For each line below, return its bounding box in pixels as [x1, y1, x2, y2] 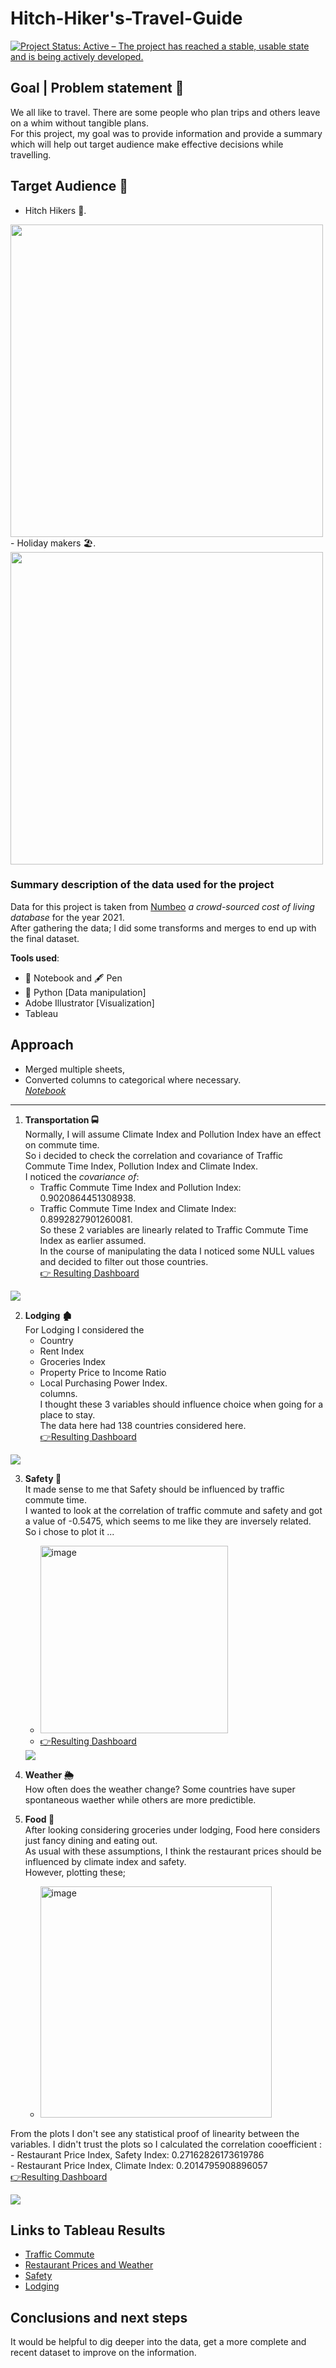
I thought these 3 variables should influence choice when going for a [39, 1398, 324, 1410]
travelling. [10, 148, 52, 161]
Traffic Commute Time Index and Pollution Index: [39, 1181, 242, 1193]
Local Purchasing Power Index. [39, 1377, 168, 1389]
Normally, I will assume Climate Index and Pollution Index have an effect [24, 1128, 322, 1140]
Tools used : [10, 952, 60, 964]
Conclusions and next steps [10, 2309, 188, 2326]
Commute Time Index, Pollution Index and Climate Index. [24, 1160, 258, 1172]
